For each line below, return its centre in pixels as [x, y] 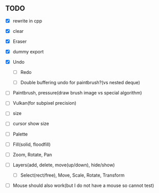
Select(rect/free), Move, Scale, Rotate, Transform [72, 175]
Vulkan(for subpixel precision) [45, 103]
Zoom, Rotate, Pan [32, 155]
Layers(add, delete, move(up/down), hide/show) [64, 165]
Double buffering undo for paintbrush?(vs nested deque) [80, 83]
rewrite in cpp [27, 21]
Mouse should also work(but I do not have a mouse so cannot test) [83, 185]
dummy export [28, 52]
